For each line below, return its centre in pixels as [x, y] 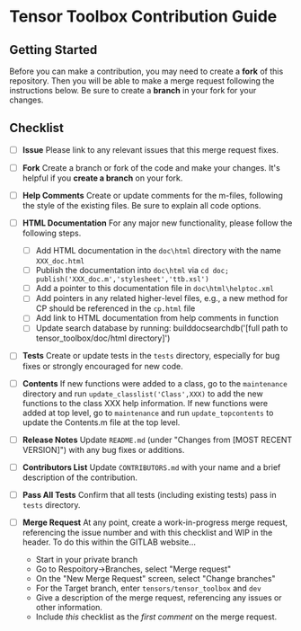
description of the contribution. [80, 477]
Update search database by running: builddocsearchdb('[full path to [162, 328]
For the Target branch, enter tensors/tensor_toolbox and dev [149, 588]
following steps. [52, 233]
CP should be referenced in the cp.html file [115, 308]
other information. [69, 607]
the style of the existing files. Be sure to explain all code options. [142, 205]
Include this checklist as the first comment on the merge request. [156, 617]
